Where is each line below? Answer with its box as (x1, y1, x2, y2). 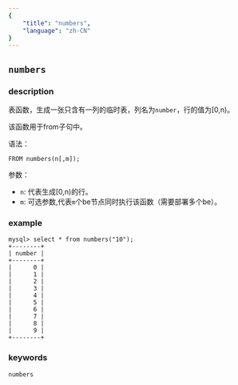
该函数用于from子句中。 (8, 122, 87, 131)
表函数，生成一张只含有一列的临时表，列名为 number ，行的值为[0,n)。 (8, 105, 234, 114)
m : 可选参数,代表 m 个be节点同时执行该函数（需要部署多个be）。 (19, 197, 222, 207)
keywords (8, 352, 48, 363)
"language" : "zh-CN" (22, 26, 91, 34)
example (8, 217, 42, 228)
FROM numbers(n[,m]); (8, 154, 81, 162)
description (8, 86, 54, 97)
